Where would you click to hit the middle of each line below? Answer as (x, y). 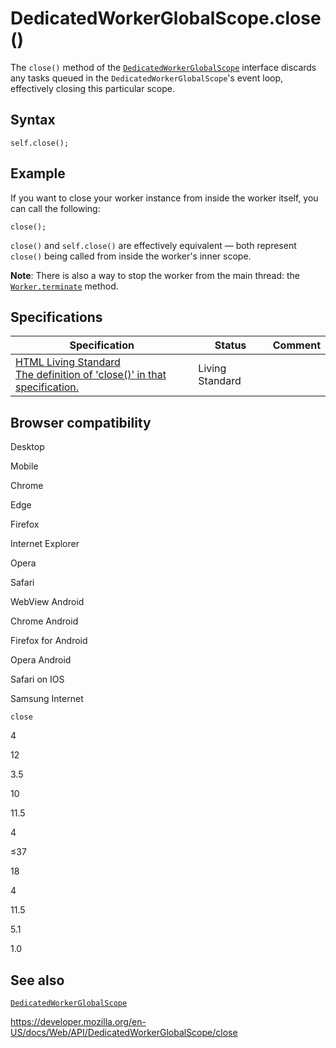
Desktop (27, 447)
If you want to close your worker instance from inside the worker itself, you (164, 198)
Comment (296, 345)
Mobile (24, 466)
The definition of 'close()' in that (91, 375)
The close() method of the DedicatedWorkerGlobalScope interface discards (163, 67)
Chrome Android (44, 621)
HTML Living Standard (68, 362)
